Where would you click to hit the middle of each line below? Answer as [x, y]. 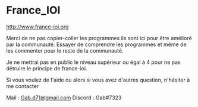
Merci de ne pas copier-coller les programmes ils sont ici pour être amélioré [99, 38]
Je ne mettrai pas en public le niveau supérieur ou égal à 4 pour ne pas [93, 62]
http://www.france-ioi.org [37, 27]
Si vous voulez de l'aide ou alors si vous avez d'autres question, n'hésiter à [98, 80]
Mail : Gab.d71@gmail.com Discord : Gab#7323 [64, 98]
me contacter [23, 86]
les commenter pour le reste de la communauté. [65, 50]
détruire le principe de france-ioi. [47, 68]
